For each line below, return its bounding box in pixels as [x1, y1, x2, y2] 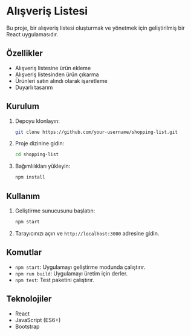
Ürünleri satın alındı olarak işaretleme [15, 77, 108, 84]
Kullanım [6, 191, 40, 201]
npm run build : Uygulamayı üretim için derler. [15, 269, 128, 277]
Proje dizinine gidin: [15, 140, 65, 147]
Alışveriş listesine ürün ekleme [15, 64, 91, 71]
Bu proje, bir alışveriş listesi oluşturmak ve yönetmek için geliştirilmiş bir [6, 24, 186, 31]
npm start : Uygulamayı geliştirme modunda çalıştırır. [15, 263, 146, 271]
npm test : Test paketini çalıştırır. [15, 276, 95, 283]
